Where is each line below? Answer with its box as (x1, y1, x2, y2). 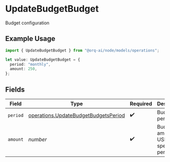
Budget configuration (5, 20, 50, 26)
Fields (5, 85, 25, 94)
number (28, 136, 47, 143)
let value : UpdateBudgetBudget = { (5, 57, 80, 62)
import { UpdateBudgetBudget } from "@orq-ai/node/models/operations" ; (5, 48, 159, 53)
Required (130, 100, 152, 107)
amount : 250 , (10, 66, 37, 71)
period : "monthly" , (10, 62, 51, 67)
